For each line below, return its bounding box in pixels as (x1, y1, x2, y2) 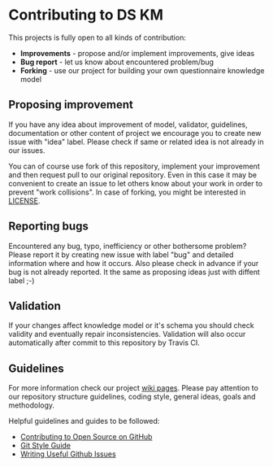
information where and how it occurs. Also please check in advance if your (8, 258, 259, 268)
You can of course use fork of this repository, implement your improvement (8, 161, 260, 171)
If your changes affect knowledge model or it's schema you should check (8, 321, 254, 330)
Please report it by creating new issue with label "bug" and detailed (8, 250, 234, 260)
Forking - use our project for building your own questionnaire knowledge (19, 65, 265, 75)
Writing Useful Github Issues (19, 449, 116, 459)
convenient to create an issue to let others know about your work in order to (8, 178, 262, 188)
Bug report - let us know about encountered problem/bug (19, 57, 214, 67)
